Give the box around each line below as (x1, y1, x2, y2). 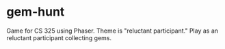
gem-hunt (6, 4, 65, 20)
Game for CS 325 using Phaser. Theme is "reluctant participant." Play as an (6, 27, 219, 35)
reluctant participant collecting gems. (6, 33, 112, 42)
